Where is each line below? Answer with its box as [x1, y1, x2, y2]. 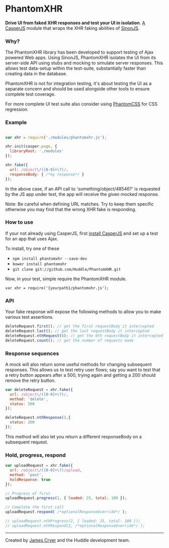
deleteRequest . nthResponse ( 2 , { [5, 415, 71, 420]
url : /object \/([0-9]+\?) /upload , [10, 468, 82, 473]
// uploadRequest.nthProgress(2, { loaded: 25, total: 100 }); [5, 519, 141, 524]
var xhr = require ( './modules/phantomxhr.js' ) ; [5, 135, 107, 140]
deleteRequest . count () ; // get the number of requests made [5, 338, 134, 343]
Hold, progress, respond [5, 452, 66, 459]
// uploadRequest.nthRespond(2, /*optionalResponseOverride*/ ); [5, 523, 145, 528]
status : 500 [10, 401, 35, 407]
